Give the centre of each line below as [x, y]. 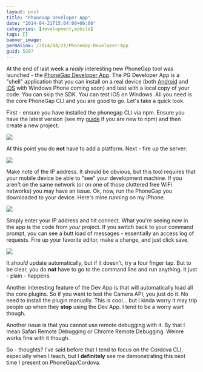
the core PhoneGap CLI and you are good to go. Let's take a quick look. [95, 101]
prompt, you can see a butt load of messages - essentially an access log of [100, 233]
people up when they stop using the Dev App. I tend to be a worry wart [95, 307]
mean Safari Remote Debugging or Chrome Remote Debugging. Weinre [95, 331]
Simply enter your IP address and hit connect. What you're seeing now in [97, 220]
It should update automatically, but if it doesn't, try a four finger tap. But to [99, 263]
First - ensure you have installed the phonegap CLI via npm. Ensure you [95, 112]
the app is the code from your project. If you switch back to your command [100, 227]
